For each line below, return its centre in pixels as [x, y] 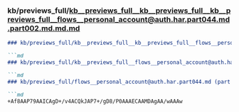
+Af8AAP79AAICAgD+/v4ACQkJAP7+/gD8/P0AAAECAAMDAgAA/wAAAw [95, 101]
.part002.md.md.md [44, 28]
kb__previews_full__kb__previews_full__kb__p [150, 11]
